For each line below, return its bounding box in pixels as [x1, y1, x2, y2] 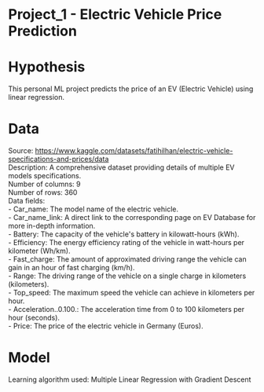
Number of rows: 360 [8, 188, 78, 197]
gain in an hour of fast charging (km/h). [8, 263, 135, 273]
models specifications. [8, 171, 82, 181]
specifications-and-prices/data [8, 155, 109, 164]
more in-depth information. [8, 222, 96, 231]
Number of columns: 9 [8, 179, 81, 189]
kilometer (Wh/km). [8, 246, 71, 256]
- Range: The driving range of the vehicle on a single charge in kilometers [8, 271, 247, 280]
